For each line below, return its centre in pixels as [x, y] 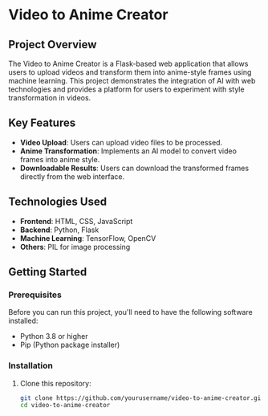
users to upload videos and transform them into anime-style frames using [130, 72]
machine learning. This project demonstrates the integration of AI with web [132, 81]
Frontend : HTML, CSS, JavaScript [76, 221]
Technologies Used [57, 202]
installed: [23, 321]
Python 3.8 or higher [54, 336]
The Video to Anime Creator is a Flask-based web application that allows [128, 63]
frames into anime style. [60, 159]
